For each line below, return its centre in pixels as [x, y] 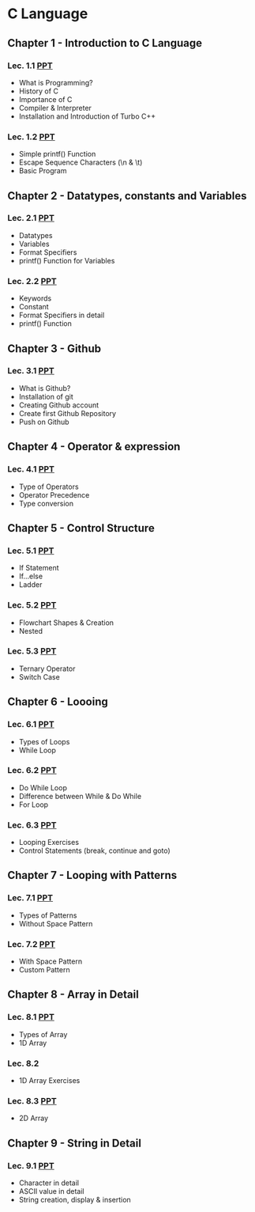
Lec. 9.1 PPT [31, 1165]
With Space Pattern [51, 961]
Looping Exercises [49, 843]
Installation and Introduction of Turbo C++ [87, 116]
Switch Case [39, 676]
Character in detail [49, 1183]
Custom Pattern [44, 970]
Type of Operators [49, 487]
